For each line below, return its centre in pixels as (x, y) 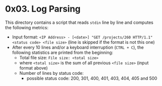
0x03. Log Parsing (43, 9)
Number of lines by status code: (52, 73)
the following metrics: (27, 27)
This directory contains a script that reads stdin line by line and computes (79, 22)
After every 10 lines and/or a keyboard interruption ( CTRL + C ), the (78, 47)
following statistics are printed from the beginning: (63, 52)
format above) (34, 68)
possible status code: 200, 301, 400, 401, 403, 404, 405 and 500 (92, 78)
